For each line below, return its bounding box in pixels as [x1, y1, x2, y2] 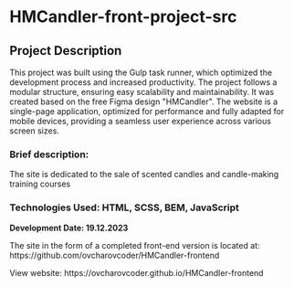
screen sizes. [9, 125, 59, 136]
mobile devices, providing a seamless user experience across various [9, 116, 272, 126]
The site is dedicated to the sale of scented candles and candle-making [9, 169, 279, 180]
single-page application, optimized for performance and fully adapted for [9, 106, 285, 116]
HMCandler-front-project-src [9, 6, 237, 27]
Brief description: [9, 148, 89, 161]
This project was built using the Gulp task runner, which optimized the [9, 67, 272, 78]
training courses [9, 178, 71, 189]
